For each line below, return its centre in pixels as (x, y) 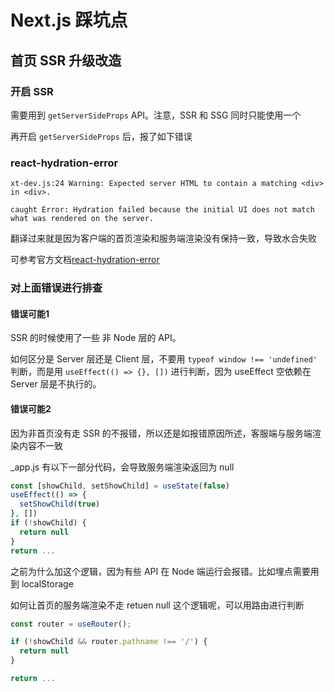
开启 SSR (32, 91)
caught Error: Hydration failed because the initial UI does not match (162, 210)
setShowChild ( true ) (60, 504)
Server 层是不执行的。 (56, 384)
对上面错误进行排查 (56, 288)
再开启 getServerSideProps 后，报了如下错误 (101, 136)
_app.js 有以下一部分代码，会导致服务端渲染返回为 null (122, 467)
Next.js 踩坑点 (69, 20)
